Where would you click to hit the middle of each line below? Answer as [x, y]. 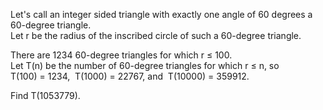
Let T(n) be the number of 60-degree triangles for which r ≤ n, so [145, 65]
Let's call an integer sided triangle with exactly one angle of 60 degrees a [161, 14]
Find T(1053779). [45, 95]
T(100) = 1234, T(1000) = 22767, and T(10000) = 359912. [130, 76]
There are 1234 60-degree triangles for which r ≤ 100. [121, 55]
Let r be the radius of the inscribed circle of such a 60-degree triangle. [156, 35]
